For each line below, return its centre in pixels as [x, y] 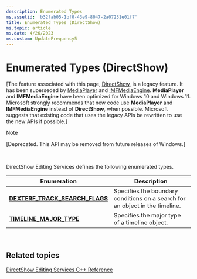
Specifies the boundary [146, 191]
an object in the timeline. [147, 206]
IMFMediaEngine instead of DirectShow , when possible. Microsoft [87, 108]
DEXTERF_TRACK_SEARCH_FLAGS [59, 198]
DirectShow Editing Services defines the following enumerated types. [90, 166]
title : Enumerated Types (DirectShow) [53, 22]
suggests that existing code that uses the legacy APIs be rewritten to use [94, 115]
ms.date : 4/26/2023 [30, 33]
